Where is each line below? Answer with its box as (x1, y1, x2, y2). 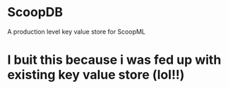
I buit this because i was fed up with (7, 52, 222, 68)
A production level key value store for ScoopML (7, 27, 146, 36)
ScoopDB (7, 4, 64, 20)
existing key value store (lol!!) (7, 67, 185, 83)
